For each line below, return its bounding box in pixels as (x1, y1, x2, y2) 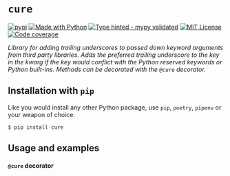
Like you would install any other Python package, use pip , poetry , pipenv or (8, 103, 222, 112)
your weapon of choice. (8, 110, 75, 118)
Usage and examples (8, 142, 100, 154)
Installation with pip (8, 85, 95, 97)
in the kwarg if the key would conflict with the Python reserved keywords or (8, 58, 222, 66)
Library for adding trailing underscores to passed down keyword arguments (8, 43, 223, 51)
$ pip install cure (8, 123, 64, 131)
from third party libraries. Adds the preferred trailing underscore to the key (8, 51, 220, 59)
